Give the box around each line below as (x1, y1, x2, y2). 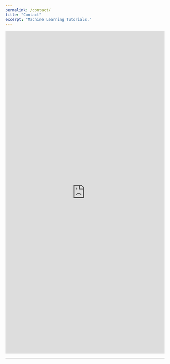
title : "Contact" (5, 12, 42, 17)
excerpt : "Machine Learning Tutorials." (5, 17, 92, 22)
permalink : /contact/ (5, 7, 51, 13)
